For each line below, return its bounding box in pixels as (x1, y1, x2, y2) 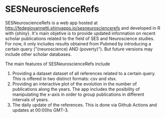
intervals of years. (12, 96, 49, 102)
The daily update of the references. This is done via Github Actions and (12, 102, 157, 108)
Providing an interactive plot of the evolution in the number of (12, 80, 137, 87)
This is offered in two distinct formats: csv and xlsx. (12, 76, 117, 81)
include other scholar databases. (5, 51, 72, 57)
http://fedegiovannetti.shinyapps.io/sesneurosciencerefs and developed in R (5, 25, 161, 31)
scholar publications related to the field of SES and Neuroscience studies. (5, 36, 155, 41)
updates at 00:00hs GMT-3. (12, 107, 69, 113)
